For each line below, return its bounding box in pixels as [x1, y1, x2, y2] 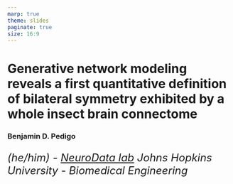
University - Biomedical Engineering [7, 164, 188, 178]
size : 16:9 [7, 30, 40, 38]
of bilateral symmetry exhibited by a [7, 91, 225, 107]
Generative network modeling [7, 61, 188, 77]
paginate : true [7, 23, 53, 31]
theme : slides [7, 17, 50, 24]
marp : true [7, 10, 40, 18]
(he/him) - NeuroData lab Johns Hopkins [7, 151, 212, 165]
